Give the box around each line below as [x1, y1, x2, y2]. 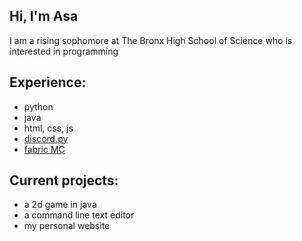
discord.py [23, 132, 69, 144]
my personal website [23, 220, 111, 232]
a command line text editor [23, 209, 135, 221]
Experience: [9, 74, 87, 91]
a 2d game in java [23, 199, 97, 211]
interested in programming [9, 45, 119, 57]
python [23, 100, 54, 113]
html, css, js [23, 122, 74, 134]
